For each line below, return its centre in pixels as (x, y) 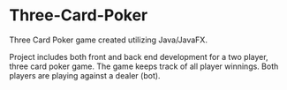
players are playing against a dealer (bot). (85, 75)
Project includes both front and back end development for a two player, (139, 56)
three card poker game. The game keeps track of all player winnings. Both (144, 66)
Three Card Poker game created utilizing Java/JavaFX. (108, 40)
